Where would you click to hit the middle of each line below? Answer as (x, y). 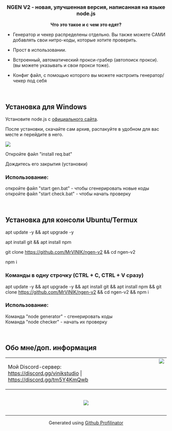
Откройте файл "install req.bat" (39, 154)
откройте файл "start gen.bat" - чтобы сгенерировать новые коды (77, 189)
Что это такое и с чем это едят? (86, 25)
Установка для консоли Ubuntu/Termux (71, 220)
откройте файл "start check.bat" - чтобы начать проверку (68, 194)
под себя (37, 81)
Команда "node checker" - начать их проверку (56, 322)
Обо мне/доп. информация (51, 348)
